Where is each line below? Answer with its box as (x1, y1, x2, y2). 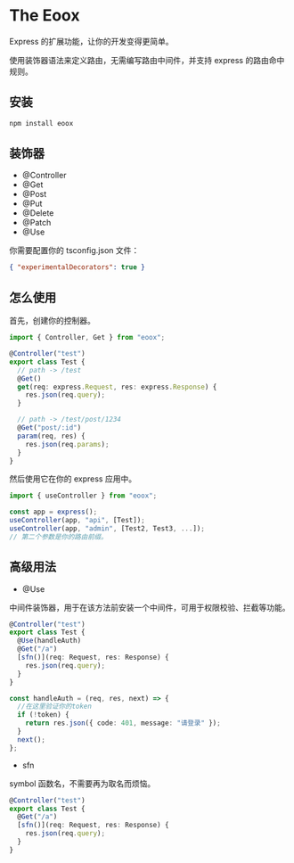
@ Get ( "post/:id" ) (17, 423, 82, 432)
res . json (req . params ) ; (25, 440, 110, 448)
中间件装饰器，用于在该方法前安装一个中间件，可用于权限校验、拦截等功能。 (9, 602, 290, 612)
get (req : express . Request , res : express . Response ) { (17, 382, 217, 391)
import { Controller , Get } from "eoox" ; (9, 333, 166, 342)
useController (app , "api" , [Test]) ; (9, 516, 145, 525)
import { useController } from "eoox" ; (9, 491, 158, 500)
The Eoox (9, 5, 80, 26)
